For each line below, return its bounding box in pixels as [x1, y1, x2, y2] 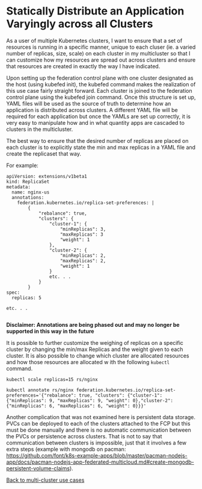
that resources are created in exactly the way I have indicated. [6, 62, 161, 70]
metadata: [6, 184, 31, 190]
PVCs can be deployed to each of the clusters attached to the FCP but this [6, 420, 191, 427]
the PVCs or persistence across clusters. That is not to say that [6, 432, 162, 440]
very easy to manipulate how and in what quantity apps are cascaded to [6, 119, 185, 126]
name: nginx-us [11, 189, 50, 195]
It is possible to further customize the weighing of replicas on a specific [6, 339, 183, 346]
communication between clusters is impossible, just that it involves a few [6, 439, 187, 446]
